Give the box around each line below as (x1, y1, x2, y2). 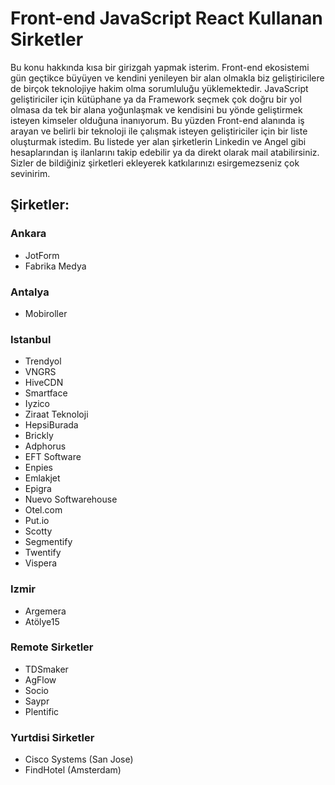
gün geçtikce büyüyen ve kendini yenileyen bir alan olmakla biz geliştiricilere (10, 72, 325, 84)
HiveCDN (24, 377, 64, 389)
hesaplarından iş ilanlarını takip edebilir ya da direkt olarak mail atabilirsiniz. (10, 146, 320, 158)
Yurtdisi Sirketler (10, 730, 95, 744)
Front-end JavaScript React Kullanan (10, 7, 323, 30)
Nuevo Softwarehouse (24, 493, 118, 506)
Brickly (24, 430, 54, 442)
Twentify (24, 547, 62, 559)
